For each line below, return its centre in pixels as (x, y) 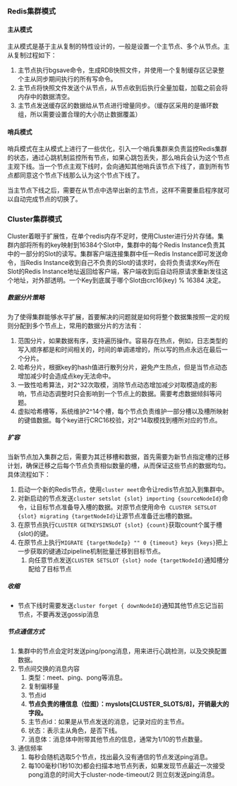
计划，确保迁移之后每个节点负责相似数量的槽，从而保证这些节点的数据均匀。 (119, 465)
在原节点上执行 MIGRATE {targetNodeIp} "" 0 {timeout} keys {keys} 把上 (123, 542)
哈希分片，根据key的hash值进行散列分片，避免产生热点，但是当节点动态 (122, 367)
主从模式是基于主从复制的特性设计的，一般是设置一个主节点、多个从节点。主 (119, 47)
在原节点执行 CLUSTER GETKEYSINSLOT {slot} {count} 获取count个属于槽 (120, 525)
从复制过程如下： (32, 55)
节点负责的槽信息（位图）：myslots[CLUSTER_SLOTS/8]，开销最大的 (128, 703)
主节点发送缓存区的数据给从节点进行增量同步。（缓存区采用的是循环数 (118, 106)
